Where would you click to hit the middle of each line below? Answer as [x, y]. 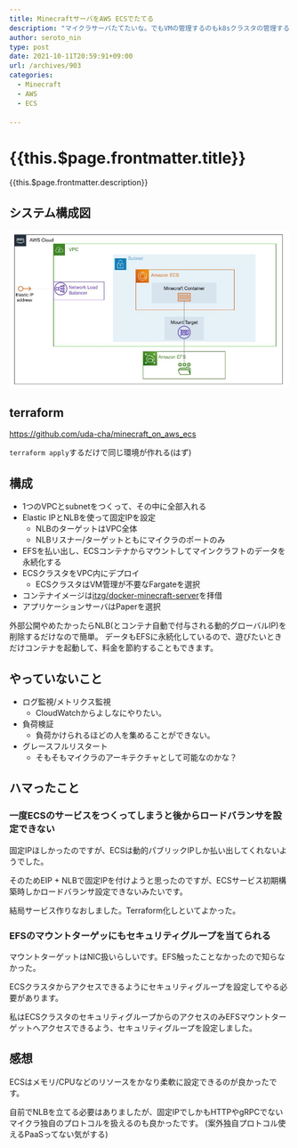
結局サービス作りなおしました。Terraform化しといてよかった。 [125, 910]
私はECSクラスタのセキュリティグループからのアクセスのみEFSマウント [140, 1017]
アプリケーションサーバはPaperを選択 [92, 607]
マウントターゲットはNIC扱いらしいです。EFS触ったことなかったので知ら [143, 957]
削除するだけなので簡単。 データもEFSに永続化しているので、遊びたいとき [146, 637]
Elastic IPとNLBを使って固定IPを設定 [89, 517]
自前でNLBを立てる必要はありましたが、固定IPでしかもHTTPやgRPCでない [146, 1111]
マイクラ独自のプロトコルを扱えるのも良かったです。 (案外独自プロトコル [144, 1123]
